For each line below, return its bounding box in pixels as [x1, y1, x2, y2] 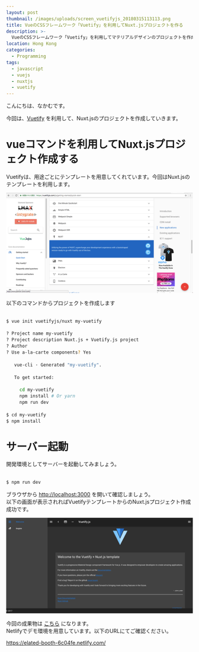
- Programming [11, 53, 46, 59]
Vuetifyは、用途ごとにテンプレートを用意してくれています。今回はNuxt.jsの [6, 174, 191, 181]
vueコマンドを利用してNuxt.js [6, 138, 155, 151]
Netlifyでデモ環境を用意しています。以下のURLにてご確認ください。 [6, 628, 172, 635]
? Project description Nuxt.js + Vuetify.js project [6, 337, 139, 343]
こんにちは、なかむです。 [6, 102, 68, 110]
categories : [6, 47, 36, 53]
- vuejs [11, 72, 31, 78]
